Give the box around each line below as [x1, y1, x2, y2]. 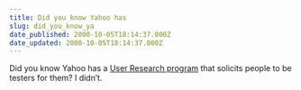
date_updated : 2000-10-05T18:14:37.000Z [9, 38, 164, 48]
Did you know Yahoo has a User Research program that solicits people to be [9, 63, 292, 74]
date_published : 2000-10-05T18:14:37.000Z [9, 30, 171, 39]
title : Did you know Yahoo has [9, 13, 127, 22]
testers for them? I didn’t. [9, 73, 103, 84]
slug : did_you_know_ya [9, 22, 95, 31]
